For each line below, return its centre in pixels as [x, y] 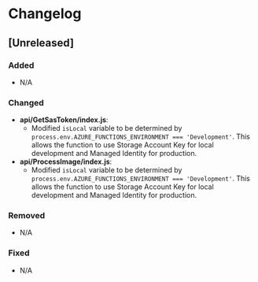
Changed [26, 102]
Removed [27, 216]
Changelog [45, 14]
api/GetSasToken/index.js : [64, 120]
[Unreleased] [41, 43]
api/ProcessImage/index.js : [66, 161]
